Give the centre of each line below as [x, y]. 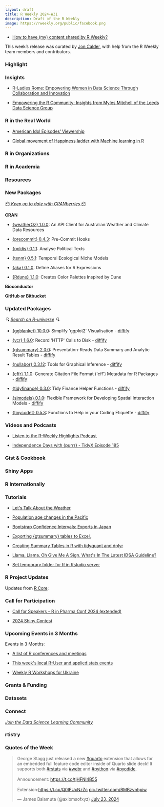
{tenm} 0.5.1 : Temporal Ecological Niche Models [60, 258]
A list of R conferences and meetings [49, 654]
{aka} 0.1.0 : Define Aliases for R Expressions [57, 267]
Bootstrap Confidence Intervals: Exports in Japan [61, 527]
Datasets [16, 698]
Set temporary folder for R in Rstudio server [56, 565]
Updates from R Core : [27, 588]
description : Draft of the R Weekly [42, 19]
